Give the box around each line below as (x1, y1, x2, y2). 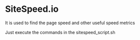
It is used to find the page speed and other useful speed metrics (5, 20, 135, 26)
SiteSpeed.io (5, 3, 59, 15)
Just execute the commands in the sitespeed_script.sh (5, 29, 115, 35)
